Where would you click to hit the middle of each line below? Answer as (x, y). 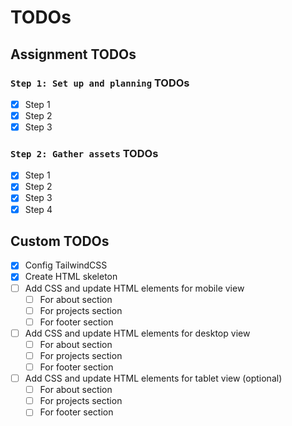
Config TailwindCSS (66, 265)
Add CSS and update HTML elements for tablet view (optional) (153, 378)
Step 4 (38, 209)
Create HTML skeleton (71, 277)
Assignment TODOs (73, 54)
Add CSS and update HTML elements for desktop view (137, 333)
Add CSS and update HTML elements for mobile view (134, 288)
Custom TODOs (60, 241)
